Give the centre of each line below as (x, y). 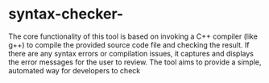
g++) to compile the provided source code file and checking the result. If (129, 44)
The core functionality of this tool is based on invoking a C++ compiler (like (133, 36)
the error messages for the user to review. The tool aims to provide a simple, (135, 62)
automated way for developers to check (74, 70)
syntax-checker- (66, 14)
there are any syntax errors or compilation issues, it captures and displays (131, 53)
